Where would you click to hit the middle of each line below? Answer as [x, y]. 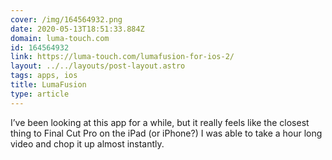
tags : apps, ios [44, 76]
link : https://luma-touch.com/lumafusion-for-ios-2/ [122, 57]
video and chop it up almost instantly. [87, 143]
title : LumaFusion [48, 85]
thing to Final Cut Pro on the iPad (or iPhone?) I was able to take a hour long [166, 133]
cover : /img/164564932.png [66, 19]
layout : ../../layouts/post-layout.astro [98, 66]
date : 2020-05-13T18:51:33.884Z [77, 29]
